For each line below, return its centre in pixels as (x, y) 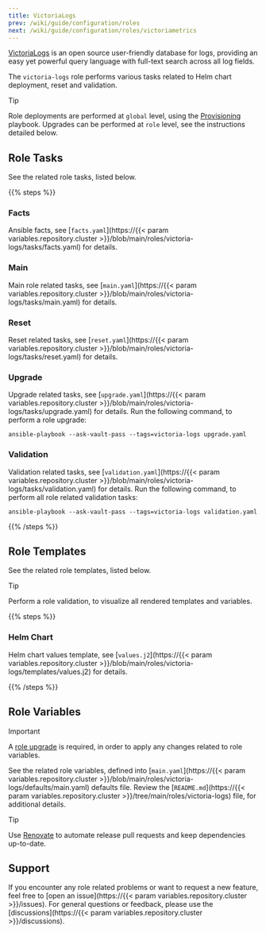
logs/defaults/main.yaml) (49, 787)
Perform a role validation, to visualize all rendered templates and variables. (130, 602)
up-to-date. (27, 843)
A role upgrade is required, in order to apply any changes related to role (125, 746)
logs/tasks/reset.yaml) (45, 357)
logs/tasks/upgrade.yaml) (50, 412)
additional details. (37, 804)
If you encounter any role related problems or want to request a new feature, (133, 888)
